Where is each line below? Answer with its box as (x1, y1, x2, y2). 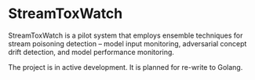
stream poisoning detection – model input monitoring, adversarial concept (8, 38, 247, 48)
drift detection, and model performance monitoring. (8, 47, 175, 56)
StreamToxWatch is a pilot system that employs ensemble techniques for (8, 31, 243, 40)
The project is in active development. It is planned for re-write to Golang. (8, 62, 243, 71)
